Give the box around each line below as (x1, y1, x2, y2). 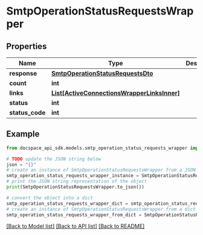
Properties (6, 41, 47, 51)
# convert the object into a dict (6, 195, 94, 201)
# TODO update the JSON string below (6, 156, 101, 162)
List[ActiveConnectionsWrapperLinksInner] (51, 89, 180, 97)
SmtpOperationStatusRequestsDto (51, 69, 153, 77)
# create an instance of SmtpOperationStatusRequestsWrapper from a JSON (6, 167, 196, 173)
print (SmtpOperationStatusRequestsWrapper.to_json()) (6, 184, 145, 190)
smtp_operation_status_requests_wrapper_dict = (6, 201, 129, 207)
